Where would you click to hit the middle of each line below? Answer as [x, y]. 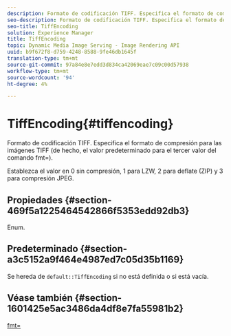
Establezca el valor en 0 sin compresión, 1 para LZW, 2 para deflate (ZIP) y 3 [115, 171]
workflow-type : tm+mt [38, 71]
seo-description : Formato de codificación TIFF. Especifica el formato [112, 20]
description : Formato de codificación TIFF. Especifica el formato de [110, 13]
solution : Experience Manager [51, 33]
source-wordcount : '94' [41, 77]
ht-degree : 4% [27, 84]
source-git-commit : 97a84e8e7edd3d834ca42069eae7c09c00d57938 [98, 65]
